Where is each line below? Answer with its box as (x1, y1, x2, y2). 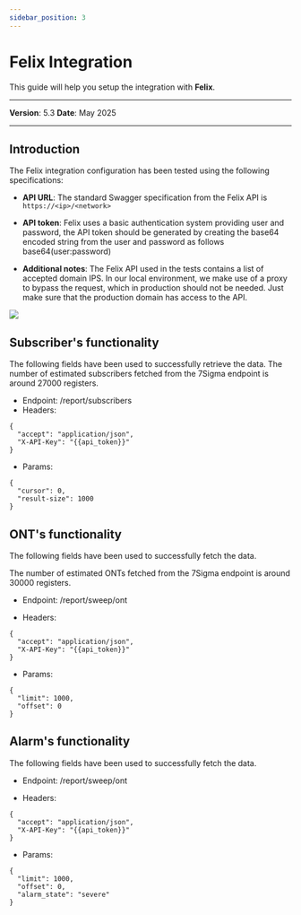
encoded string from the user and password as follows (21, 237, 225, 248)
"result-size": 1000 (17, 494, 94, 503)
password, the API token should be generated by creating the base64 (21, 227, 279, 238)
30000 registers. (9, 578, 72, 588)
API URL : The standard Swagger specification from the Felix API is (21, 192, 268, 203)
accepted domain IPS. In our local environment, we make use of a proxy (21, 273, 288, 283)
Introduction (9, 141, 81, 157)
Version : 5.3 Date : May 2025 (9, 107, 116, 118)
